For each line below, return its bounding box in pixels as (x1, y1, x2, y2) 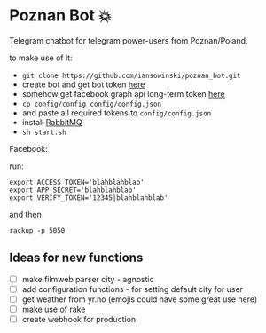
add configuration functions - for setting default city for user (21, 283, 244, 294)
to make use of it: (9, 52, 73, 63)
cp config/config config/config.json (21, 99, 162, 108)
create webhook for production (21, 314, 137, 324)
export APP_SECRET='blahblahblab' (9, 186, 137, 194)
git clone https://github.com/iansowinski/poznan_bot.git (21, 71, 241, 80)
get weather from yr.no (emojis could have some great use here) (21, 294, 258, 305)
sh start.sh (21, 128, 66, 137)
